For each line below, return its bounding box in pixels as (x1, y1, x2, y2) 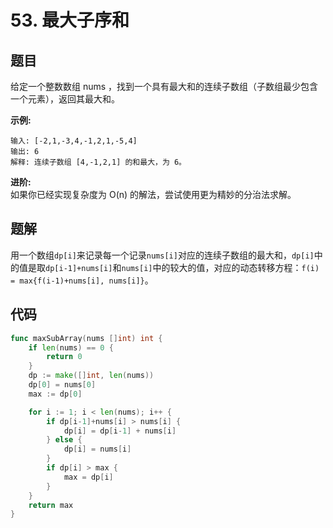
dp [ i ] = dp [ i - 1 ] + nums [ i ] (63, 426, 177, 436)
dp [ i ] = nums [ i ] (63, 444, 132, 455)
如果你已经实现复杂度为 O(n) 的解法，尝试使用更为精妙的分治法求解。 (10, 189, 297, 200)
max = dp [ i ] (63, 472, 114, 482)
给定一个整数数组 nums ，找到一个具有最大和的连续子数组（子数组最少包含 (10, 81, 319, 92)
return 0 (46, 352, 83, 362)
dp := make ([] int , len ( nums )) (28, 371, 155, 381)
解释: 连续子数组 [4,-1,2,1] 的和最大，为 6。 (10, 157, 187, 167)
